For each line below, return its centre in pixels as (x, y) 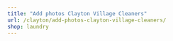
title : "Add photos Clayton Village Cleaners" (77, 14)
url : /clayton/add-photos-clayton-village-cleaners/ (87, 20)
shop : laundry (28, 26)
